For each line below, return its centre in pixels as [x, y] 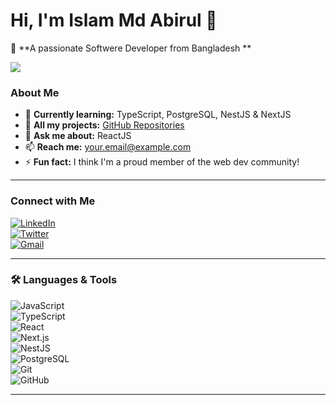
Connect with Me [53, 201]
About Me [35, 92]
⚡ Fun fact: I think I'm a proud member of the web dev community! [162, 162]
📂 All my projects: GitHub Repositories [104, 125]
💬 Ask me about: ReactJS [78, 136]
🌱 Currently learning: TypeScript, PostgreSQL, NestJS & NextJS [158, 115]
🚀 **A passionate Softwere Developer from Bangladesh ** [131, 48]
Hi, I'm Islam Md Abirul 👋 [114, 20]
